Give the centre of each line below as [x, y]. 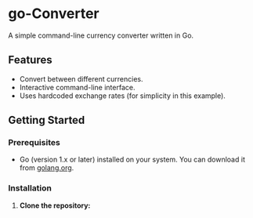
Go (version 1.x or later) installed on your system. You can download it [132, 160]
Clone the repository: [55, 205]
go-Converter [54, 14]
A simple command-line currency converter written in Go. [101, 35]
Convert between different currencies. [81, 78]
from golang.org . [47, 168]
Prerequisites [34, 143]
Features [30, 60]
